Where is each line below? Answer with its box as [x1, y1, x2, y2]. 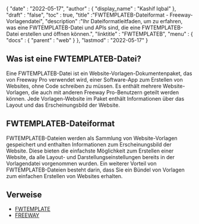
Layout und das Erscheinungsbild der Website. [6, 101, 120, 108]
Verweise [6, 190, 42, 200]
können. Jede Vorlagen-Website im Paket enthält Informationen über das [6, 95, 185, 102]
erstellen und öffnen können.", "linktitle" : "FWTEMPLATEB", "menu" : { [20, 30, 193, 38]
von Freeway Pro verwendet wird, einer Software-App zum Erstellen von [6, 76, 183, 83]
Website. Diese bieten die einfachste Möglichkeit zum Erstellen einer [6, 147, 174, 154]
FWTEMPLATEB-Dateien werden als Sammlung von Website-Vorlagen [6, 134, 178, 142]
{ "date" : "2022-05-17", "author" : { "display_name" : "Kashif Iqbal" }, [6, 5, 176, 12]
